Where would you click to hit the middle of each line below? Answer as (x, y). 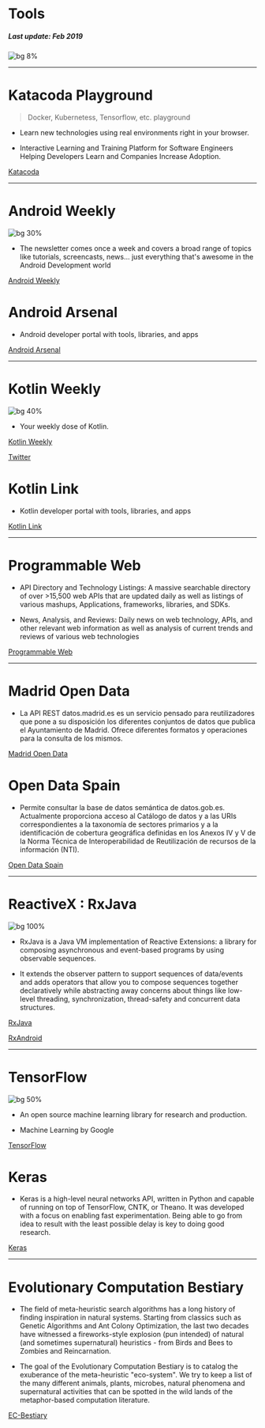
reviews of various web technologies (79, 636)
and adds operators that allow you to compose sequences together (129, 982)
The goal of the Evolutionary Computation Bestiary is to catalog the (129, 1366)
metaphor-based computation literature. (84, 1400)
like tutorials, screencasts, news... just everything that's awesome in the (136, 257)
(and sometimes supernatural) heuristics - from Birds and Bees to (126, 1343)
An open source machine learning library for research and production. (133, 1114)
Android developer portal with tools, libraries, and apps (109, 334)
